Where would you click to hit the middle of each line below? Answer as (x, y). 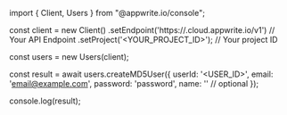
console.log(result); (45, 101)
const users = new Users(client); (69, 57)
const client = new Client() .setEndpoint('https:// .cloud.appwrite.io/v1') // (142, 30)
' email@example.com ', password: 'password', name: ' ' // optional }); (134, 83)
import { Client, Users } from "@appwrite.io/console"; (107, 13)
